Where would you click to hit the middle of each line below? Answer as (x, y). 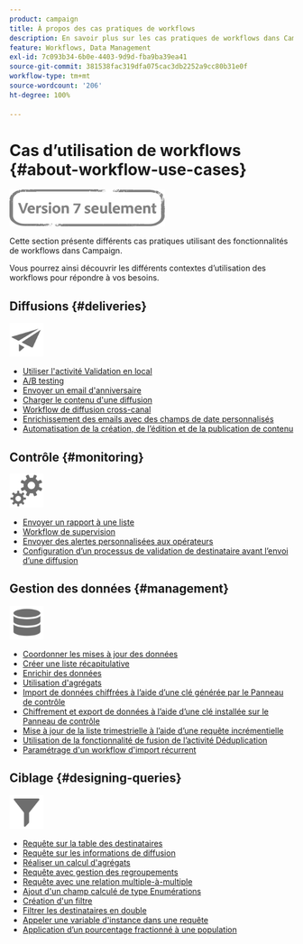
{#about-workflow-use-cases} (128, 169)
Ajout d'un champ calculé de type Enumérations (111, 891)
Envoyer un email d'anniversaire (82, 390)
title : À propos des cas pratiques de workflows (102, 28)
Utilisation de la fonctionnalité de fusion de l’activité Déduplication (145, 740)
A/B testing (43, 381)
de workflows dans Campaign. (66, 251)
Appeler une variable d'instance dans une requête (115, 920)
